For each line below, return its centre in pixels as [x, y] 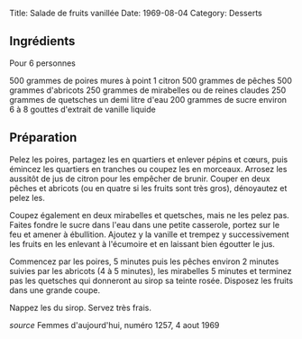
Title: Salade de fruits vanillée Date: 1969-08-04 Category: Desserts [136, 13]
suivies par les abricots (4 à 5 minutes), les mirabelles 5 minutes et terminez [151, 270]
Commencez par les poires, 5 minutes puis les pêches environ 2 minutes [144, 261]
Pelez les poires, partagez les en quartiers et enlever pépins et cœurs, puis [149, 159]
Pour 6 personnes [43, 63]
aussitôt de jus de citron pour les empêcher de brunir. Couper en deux [140, 179]
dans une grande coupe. [55, 290]
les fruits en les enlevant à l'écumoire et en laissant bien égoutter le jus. [142, 243]
